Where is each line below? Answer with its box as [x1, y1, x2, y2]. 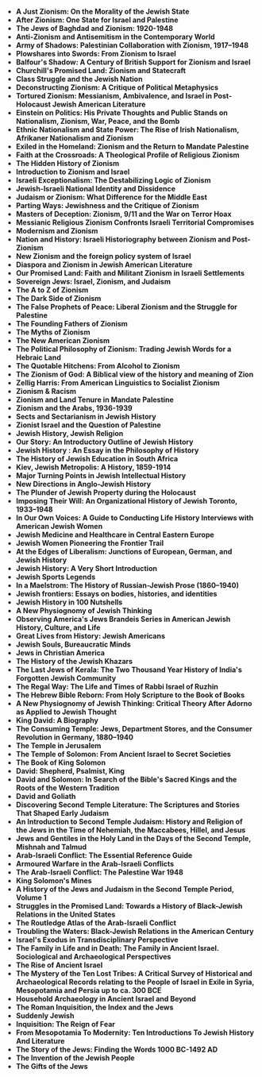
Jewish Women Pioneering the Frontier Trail [15, 538, 164, 547]
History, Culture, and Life [15, 623, 101, 632]
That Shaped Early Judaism [15, 809, 110, 817]
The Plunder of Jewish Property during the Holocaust [15, 488, 196, 497]
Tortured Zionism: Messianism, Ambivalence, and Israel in [15, 91, 213, 100]
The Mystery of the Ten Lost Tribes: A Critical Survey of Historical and [15, 969, 252, 978]
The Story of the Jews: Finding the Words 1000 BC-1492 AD [15, 1044, 218, 1054]
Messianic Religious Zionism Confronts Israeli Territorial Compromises [15, 218, 255, 227]
